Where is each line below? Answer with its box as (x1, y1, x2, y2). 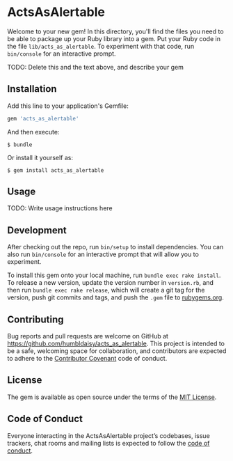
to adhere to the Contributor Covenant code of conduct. (7, 354, 168, 363)
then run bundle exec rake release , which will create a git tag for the (7, 286, 205, 295)
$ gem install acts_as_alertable (7, 166, 104, 174)
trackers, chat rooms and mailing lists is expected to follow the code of (7, 439, 210, 447)
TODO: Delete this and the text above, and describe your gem (7, 63, 184, 71)
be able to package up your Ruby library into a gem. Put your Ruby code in (7, 34, 221, 42)
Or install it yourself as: (7, 153, 73, 162)
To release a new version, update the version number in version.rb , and (7, 279, 214, 287)
